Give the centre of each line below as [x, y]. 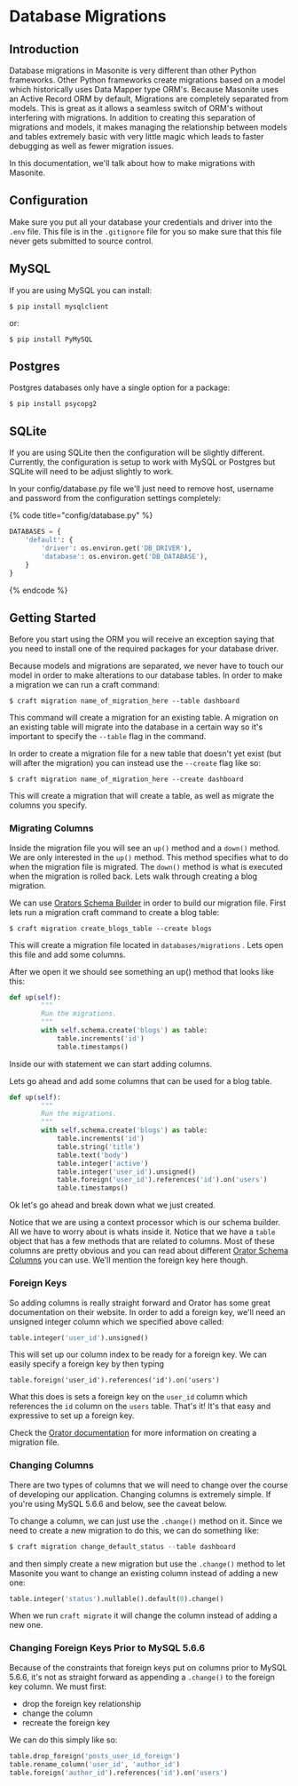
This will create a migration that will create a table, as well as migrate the [142, 796]
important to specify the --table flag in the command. [108, 737]
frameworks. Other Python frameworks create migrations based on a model [147, 80]
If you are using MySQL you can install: [81, 290]
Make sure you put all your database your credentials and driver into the [141, 222]
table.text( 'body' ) [92, 1155]
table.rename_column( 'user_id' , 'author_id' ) [94, 1764]
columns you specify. [48, 805]
